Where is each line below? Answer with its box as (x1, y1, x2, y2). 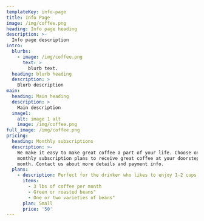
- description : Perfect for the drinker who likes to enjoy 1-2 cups (17, 172, 197, 179)
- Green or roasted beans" (28, 189, 97, 195)
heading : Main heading (12, 93, 69, 99)
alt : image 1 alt (17, 116, 61, 122)
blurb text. (28, 65, 59, 71)
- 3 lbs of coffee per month (28, 183, 102, 190)
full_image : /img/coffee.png (6, 127, 80, 133)
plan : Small (22, 200, 53, 206)
